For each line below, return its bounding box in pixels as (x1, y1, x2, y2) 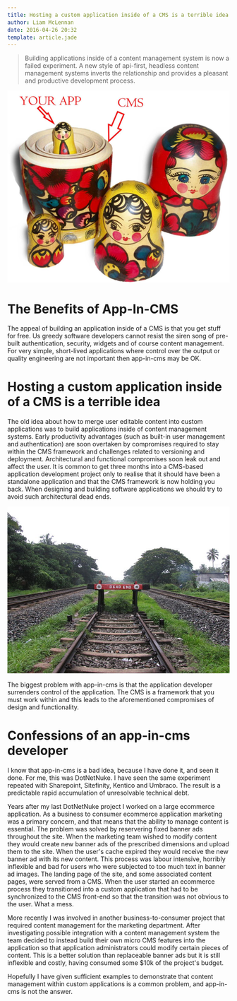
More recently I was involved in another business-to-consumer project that (7, 913, 226, 922)
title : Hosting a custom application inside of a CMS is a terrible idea (7, 11, 229, 18)
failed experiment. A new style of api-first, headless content (24, 61, 200, 70)
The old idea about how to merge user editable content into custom (7, 417, 203, 426)
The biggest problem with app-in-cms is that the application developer (7, 680, 213, 689)
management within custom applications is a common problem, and (7, 980, 205, 988)
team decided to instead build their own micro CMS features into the (7, 936, 206, 944)
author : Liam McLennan (7, 18, 74, 26)
